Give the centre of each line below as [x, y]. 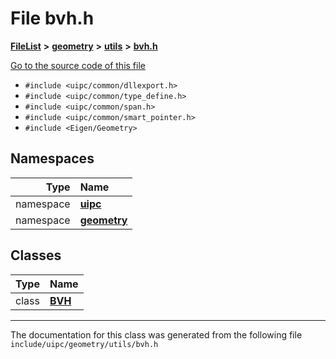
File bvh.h [52, 18]
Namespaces [52, 158]
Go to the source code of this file [78, 65]
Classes [36, 255]
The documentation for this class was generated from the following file [156, 334]
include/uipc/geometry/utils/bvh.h [84, 344]
